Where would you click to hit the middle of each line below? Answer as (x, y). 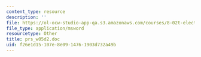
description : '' (26, 17)
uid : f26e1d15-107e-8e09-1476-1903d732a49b (61, 45)
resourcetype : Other (32, 34)
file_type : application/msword (45, 28)
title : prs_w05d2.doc (33, 39)
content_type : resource (36, 12)
